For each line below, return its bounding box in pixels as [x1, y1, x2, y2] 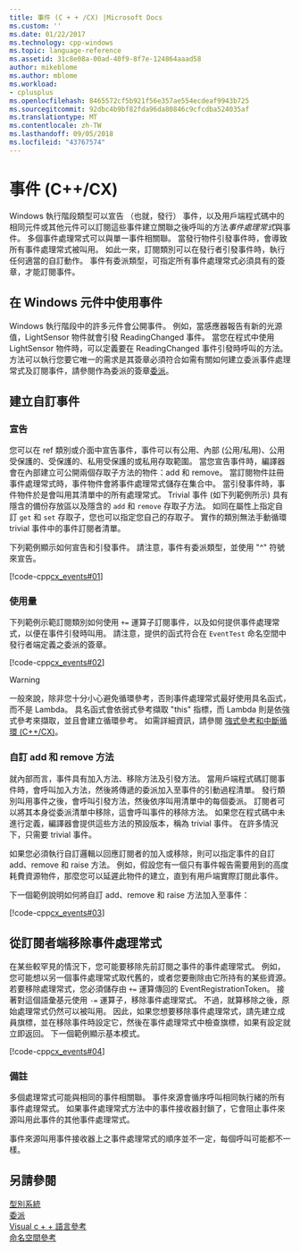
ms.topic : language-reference [9, 46, 122, 55]
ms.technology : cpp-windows [9, 38, 114, 47]
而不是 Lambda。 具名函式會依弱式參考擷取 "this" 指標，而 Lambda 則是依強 [9, 704, 290, 715]
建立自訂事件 [9, 393, 80, 409]
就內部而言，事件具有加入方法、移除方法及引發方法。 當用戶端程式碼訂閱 [9, 773, 278, 783]
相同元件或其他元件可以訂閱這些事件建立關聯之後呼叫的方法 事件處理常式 [9, 221, 275, 232]
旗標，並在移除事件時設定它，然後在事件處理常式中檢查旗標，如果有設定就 [16, 1017, 291, 1027]
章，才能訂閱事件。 [9, 266, 80, 277]
